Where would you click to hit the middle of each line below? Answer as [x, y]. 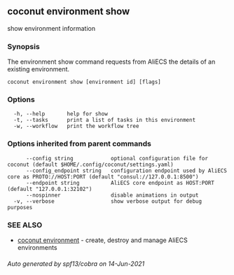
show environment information [51, 28]
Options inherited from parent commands [80, 144]
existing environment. [39, 69]
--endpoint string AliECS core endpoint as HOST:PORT [120, 183]
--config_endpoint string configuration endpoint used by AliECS [126, 171]
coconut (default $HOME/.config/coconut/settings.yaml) [90, 164]
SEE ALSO [25, 225]
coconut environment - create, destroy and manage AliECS [102, 240]
